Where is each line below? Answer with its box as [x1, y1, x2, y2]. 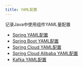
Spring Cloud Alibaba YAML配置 [12, 50, 78, 56]
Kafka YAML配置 [12, 56, 47, 62]
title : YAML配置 [5, 7, 37, 12]
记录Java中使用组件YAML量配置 [5, 21, 71, 27]
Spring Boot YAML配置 [12, 38, 59, 44]
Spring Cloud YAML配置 [12, 44, 62, 50]
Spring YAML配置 [12, 32, 48, 37]
